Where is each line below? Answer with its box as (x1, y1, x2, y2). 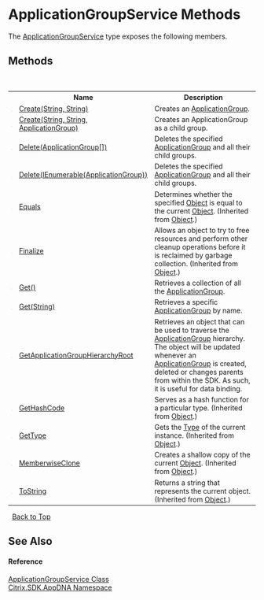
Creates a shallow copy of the (154, 450, 251, 460)
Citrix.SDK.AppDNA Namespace (8, 583, 112, 592)
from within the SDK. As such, (154, 376, 251, 385)
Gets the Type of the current (154, 423, 246, 431)
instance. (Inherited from (154, 431, 234, 440)
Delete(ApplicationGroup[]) (18, 143, 108, 151)
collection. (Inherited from (154, 258, 238, 269)
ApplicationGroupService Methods (8, 6, 241, 24)
